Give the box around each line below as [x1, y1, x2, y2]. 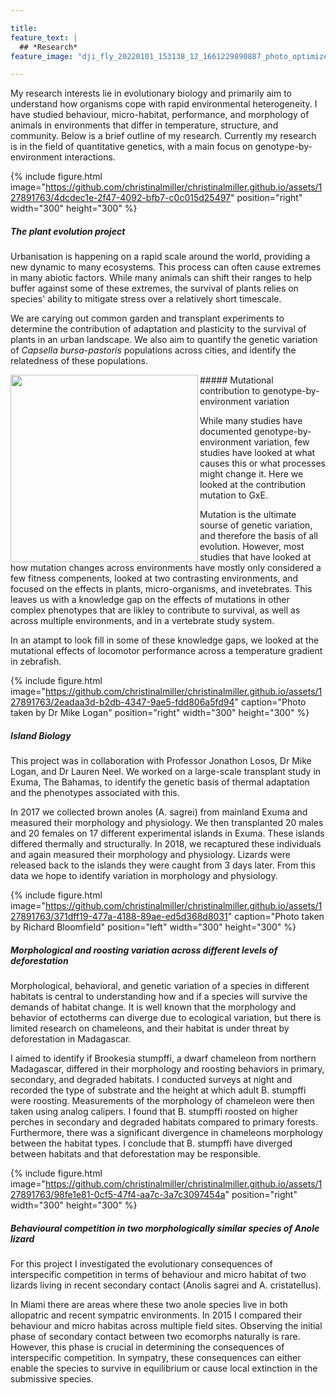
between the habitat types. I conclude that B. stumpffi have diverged [10, 1137, 293, 1150]
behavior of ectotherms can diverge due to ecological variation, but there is [10, 1012, 322, 1024]
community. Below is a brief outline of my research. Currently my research [10, 130, 317, 142]
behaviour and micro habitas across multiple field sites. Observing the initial [10, 1320, 323, 1332]
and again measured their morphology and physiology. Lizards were [10, 849, 291, 861]
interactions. [64, 151, 116, 163]
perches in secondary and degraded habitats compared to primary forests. [10, 1116, 318, 1128]
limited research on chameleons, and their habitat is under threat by [10, 1022, 290, 1035]
